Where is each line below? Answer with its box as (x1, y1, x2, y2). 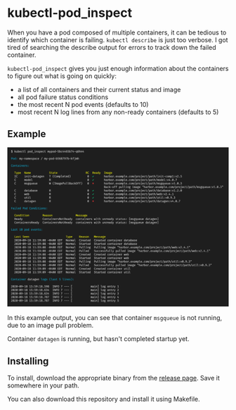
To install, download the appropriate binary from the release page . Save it (7, 374, 220, 383)
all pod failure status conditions (17, 93, 109, 101)
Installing (7, 355, 49, 367)
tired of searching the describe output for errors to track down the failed (7, 43, 216, 51)
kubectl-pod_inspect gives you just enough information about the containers (7, 64, 229, 72)
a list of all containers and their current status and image (17, 85, 181, 94)
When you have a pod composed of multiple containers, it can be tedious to (7, 28, 227, 37)
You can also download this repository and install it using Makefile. (7, 395, 200, 404)
